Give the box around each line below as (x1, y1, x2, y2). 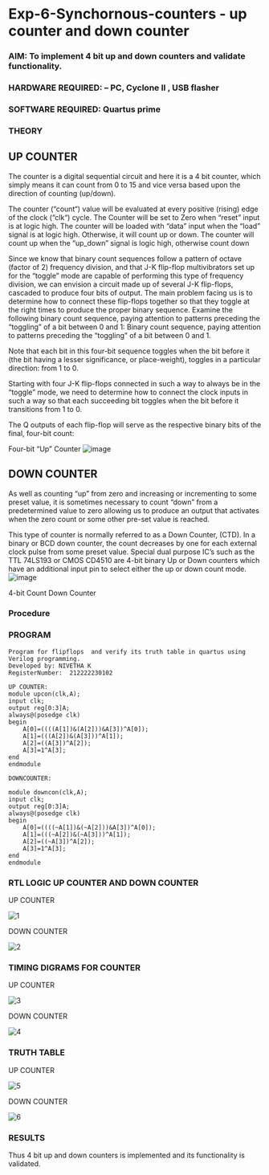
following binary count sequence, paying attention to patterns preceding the (8, 313, 261, 323)
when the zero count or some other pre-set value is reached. (8, 514, 210, 524)
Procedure (8, 608, 51, 619)
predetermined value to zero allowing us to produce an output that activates (8, 505, 259, 515)
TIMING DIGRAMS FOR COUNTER (8, 961, 141, 973)
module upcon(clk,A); (8, 690, 81, 698)
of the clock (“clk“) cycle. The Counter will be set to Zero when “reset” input (8, 212, 260, 222)
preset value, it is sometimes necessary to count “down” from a (8, 497, 218, 507)
